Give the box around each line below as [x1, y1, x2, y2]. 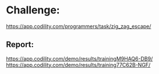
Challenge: [6, 3, 60, 17]
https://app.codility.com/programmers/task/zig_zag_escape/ [6, 23, 151, 30]
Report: [6, 40, 34, 50]
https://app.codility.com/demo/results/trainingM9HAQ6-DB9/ [6, 55, 153, 62]
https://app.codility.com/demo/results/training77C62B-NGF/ [6, 61, 151, 68]
